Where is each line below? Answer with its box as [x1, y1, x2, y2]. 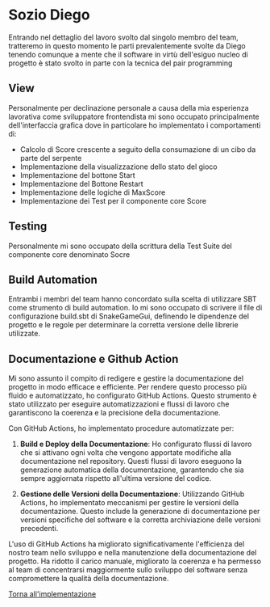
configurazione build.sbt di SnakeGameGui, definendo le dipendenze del [8, 311, 250, 321]
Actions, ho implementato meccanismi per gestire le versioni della [19, 498, 239, 508]
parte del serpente [19, 153, 82, 162]
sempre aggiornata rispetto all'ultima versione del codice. [19, 474, 212, 483]
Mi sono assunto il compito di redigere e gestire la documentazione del [8, 373, 244, 383]
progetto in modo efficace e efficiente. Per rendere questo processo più [8, 382, 247, 392]
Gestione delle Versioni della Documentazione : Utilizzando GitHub [19, 489, 245, 499]
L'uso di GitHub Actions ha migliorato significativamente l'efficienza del [8, 539, 245, 549]
